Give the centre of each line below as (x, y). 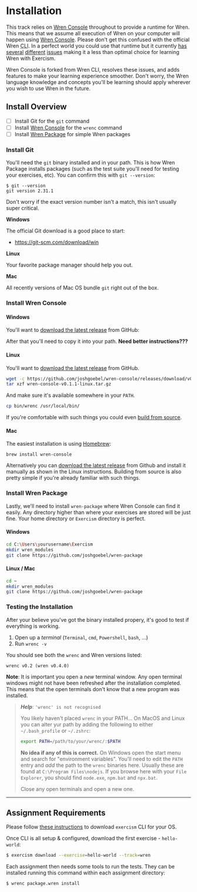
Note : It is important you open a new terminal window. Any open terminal (94, 676)
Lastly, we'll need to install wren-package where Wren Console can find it (93, 506)
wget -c (16, 379)
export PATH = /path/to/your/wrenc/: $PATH (70, 741)
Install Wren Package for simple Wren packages (72, 134)
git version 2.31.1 (30, 191)
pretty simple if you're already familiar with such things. (73, 478)
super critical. (23, 208)
